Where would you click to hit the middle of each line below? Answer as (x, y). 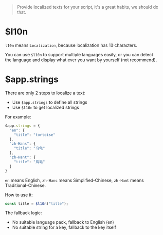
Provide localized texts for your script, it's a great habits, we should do (88, 7)
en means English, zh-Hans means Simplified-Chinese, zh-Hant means (74, 180)
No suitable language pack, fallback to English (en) (63, 222)
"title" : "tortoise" (35, 135)
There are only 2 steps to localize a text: (45, 93)
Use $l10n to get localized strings (45, 107)
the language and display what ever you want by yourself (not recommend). (81, 60)
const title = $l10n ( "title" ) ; (37, 203)
